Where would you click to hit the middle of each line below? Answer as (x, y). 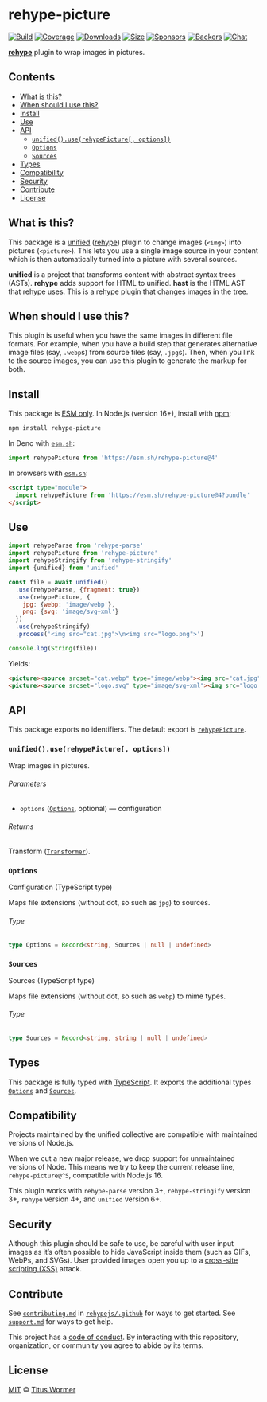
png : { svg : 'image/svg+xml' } (71, 612)
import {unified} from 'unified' (64, 568)
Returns (21, 826)
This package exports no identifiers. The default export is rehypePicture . (127, 729)
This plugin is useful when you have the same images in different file (120, 335)
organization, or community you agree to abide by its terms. (106, 1345)
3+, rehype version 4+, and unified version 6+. (85, 1199)
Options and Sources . (43, 1090)
